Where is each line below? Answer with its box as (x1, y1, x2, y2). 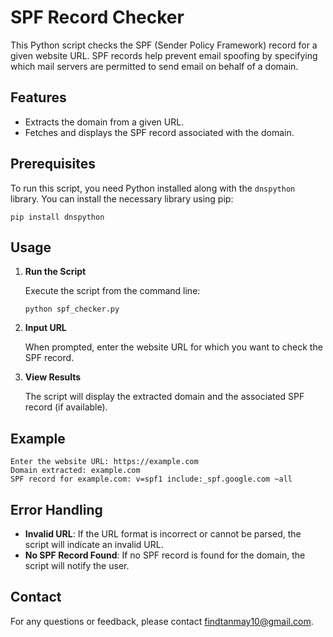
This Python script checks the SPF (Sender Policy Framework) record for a (10, 39, 318, 51)
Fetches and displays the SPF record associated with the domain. (24, 126, 295, 138)
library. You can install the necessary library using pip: (10, 192, 234, 205)
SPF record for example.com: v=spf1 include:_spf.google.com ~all (10, 474, 293, 485)
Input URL (24, 322, 67, 334)
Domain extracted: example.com (10, 466, 141, 476)
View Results (24, 371, 82, 383)
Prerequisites (10, 156, 96, 173)
